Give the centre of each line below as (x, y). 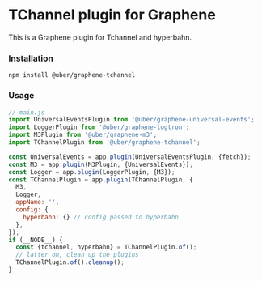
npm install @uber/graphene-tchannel (72, 75)
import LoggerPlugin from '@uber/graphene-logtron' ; (99, 127)
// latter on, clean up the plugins (77, 255)
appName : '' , (38, 202)
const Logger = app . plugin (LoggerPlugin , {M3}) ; (92, 172)
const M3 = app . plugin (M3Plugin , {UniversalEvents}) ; (101, 164)
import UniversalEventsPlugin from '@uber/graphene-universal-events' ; (131, 120)
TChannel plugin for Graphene (112, 15)
